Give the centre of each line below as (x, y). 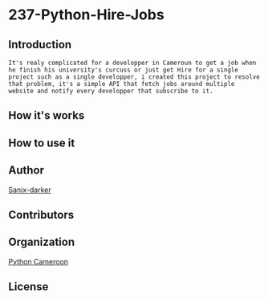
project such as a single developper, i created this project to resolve (134, 77)
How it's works (47, 115)
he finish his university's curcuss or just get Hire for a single (124, 70)
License (28, 287)
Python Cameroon (39, 261)
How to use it (42, 143)
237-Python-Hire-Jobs (86, 15)
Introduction (40, 45)
